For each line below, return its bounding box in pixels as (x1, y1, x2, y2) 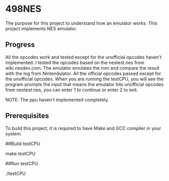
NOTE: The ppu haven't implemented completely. (5, 96, 109, 103)
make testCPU (5, 150, 36, 156)
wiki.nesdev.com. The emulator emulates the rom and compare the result (5, 65, 160, 71)
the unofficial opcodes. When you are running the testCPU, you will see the (5, 75, 164, 82)
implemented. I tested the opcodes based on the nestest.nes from (5, 59, 145, 66)
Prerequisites (5, 111, 49, 120)
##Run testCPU (5, 160, 38, 167)
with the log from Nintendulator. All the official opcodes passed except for (5, 70, 161, 76)
